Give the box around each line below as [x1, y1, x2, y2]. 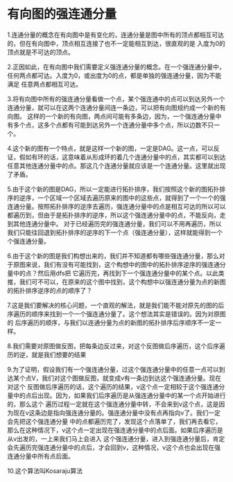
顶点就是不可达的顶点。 [7, 48, 74, 56]
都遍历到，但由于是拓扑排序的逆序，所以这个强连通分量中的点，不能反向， [7, 211, 220, 219]
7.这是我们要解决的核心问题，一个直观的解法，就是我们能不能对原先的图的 [7, 301, 218, 309]
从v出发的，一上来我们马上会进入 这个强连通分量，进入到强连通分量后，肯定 [7, 434, 225, 442]
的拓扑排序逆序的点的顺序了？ [7, 286, 92, 295]
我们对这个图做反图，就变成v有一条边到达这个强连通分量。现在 [41, 374, 222, 382]
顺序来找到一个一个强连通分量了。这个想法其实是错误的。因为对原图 [31, 309, 226, 318]
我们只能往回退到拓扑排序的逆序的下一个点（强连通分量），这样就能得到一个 [7, 228, 223, 236]
